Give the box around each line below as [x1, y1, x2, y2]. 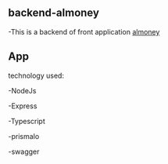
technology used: [8, 71, 65, 80]
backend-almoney [8, 6, 100, 20]
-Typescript [8, 116, 45, 126]
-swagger [8, 147, 40, 156]
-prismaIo [8, 131, 40, 140]
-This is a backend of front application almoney [8, 27, 160, 36]
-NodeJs [8, 86, 37, 95]
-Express [8, 101, 38, 111]
